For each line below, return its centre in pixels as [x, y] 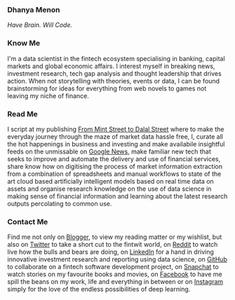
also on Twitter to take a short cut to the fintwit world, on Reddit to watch [113, 245]
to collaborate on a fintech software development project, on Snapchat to [113, 267]
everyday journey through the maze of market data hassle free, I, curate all [115, 136]
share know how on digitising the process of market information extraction [115, 166]
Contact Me [28, 221]
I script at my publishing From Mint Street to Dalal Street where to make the [116, 129]
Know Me [24, 43]
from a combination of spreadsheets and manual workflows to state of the [114, 174]
